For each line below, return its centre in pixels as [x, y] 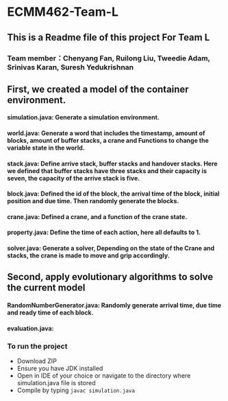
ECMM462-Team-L [63, 12]
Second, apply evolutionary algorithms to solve [110, 277]
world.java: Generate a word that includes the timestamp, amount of [106, 133]
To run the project [37, 346]
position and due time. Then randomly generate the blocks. [93, 201]
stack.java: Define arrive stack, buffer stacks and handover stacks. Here [112, 163]
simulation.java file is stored [56, 382]
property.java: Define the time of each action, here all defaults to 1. [104, 232]
